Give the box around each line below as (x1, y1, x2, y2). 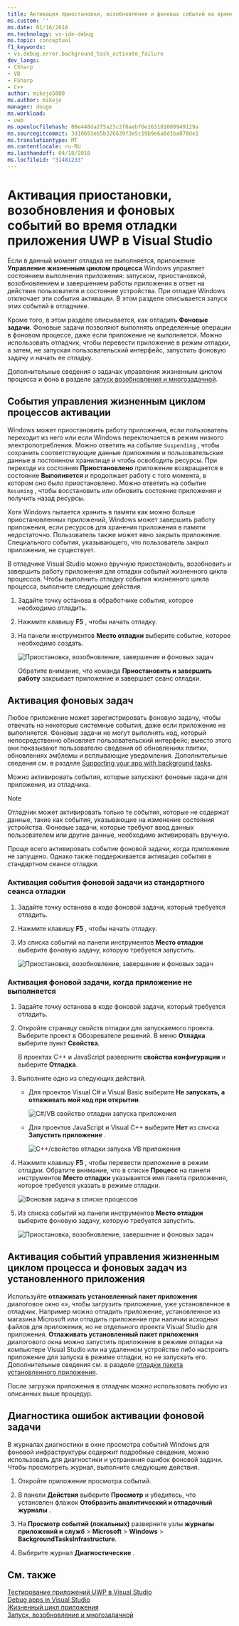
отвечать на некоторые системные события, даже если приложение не (7, 721, 226, 730)
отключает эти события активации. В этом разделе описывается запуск (7, 294, 228, 303)
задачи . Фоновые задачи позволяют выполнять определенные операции (7, 322, 231, 332)
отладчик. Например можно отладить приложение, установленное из (7, 1307, 221, 1316)
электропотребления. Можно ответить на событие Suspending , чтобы (7, 440, 220, 449)
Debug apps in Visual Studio (7, 1595, 90, 1604)
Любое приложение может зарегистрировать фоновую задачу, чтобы (7, 713, 221, 722)
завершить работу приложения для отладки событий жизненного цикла (7, 566, 228, 575)
